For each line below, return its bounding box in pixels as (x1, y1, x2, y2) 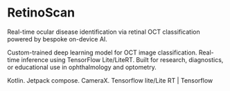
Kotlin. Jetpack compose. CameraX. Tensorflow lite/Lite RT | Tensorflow (7, 76, 213, 84)
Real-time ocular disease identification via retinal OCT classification (7, 28, 200, 36)
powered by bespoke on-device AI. (7, 34, 107, 43)
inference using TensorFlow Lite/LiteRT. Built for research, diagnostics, (21, 55, 224, 63)
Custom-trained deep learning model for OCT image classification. (7, 48, 197, 57)
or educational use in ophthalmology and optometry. (7, 63, 157, 71)
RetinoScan (7, 5, 75, 21)
